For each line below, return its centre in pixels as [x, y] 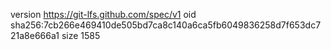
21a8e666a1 [35, 35]
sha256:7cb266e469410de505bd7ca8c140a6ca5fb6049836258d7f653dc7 [166, 25]
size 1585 [81, 35]
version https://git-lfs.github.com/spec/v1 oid [103, 14]
